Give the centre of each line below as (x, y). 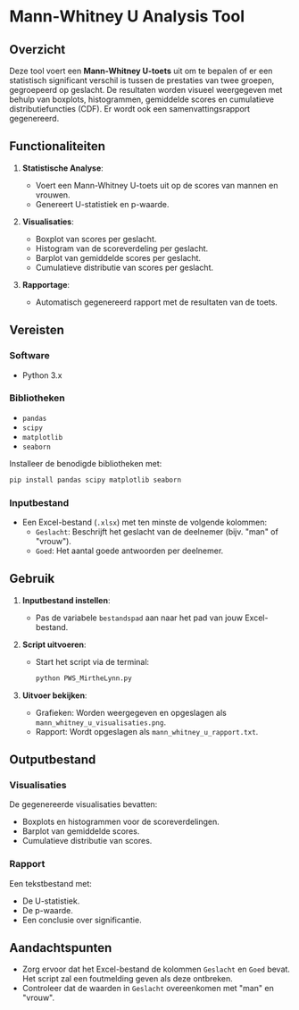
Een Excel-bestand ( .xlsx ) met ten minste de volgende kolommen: (145, 522)
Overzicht (37, 50)
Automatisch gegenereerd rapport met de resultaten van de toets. (157, 302)
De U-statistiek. (51, 901)
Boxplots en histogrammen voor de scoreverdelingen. (121, 822)
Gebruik (32, 579)
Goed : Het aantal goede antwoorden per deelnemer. (129, 551)
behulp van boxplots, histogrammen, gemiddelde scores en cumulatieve (142, 99)
